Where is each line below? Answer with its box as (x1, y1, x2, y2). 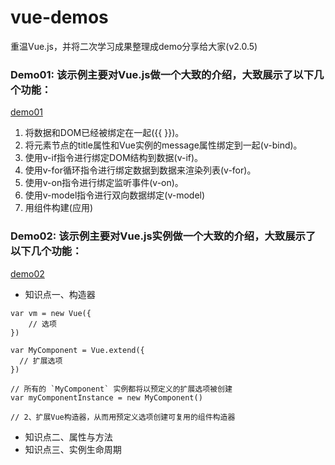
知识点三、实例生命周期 (24, 443, 122, 455)
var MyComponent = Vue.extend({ (10, 345, 145, 355)
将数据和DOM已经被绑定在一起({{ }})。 (24, 127, 185, 139)
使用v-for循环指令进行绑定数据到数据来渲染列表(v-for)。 (24, 164, 257, 176)
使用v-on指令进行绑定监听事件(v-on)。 (24, 177, 184, 189)
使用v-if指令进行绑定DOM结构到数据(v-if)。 (24, 152, 204, 164)
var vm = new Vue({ (10, 308, 92, 318)
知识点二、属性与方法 (24, 431, 113, 443)
